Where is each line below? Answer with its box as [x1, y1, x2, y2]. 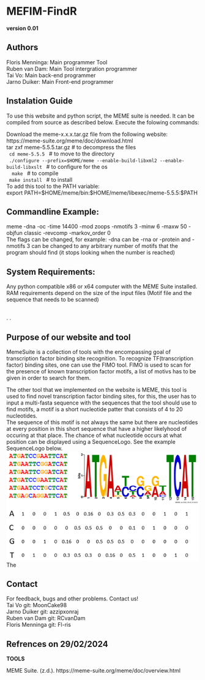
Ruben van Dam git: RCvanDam [6, 615, 86, 622]
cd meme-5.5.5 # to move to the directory [9, 150, 115, 157]
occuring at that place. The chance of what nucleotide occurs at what [6, 432, 182, 439]
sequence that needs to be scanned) [6, 296, 99, 304]
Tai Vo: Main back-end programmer [6, 72, 96, 79]
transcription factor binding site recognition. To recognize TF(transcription [6, 355, 194, 362]
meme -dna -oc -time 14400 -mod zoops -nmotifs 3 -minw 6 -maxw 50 [6, 223, 187, 230]
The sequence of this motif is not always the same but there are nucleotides [6, 419, 198, 426]
